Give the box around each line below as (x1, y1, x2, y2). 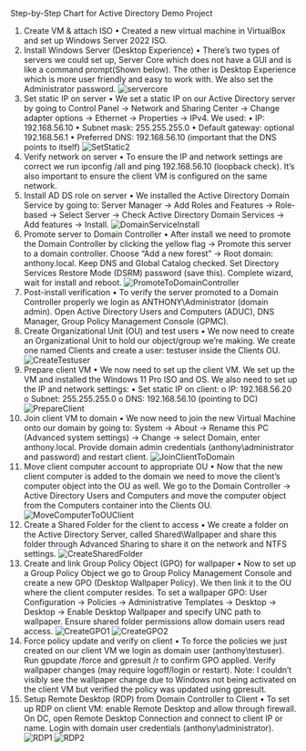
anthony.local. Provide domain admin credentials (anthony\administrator (23, 442, 294, 452)
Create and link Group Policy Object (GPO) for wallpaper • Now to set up (23, 558, 297, 569)
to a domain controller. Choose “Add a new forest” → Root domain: (23, 248, 274, 259)
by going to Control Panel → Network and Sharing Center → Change (23, 103, 280, 113)
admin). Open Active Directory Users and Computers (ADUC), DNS (23, 306, 275, 317)
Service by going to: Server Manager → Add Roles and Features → (23, 200, 274, 211)
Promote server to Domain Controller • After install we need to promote (23, 229, 291, 240)
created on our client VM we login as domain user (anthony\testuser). (23, 645, 285, 655)
